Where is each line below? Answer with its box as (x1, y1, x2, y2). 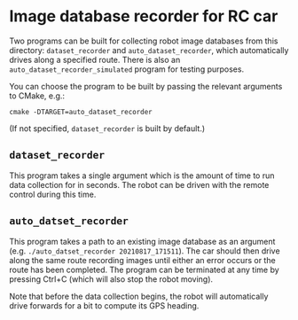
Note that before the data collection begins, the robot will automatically (9, 291, 269, 301)
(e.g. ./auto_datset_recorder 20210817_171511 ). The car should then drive (9, 246, 281, 256)
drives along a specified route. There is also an (9, 54, 181, 65)
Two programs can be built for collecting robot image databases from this (9, 35, 278, 46)
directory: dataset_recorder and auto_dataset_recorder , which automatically (9, 44, 289, 55)
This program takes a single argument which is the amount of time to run (9, 170, 275, 181)
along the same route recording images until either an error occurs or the (9, 254, 277, 265)
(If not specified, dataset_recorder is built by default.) (9, 122, 206, 134)
